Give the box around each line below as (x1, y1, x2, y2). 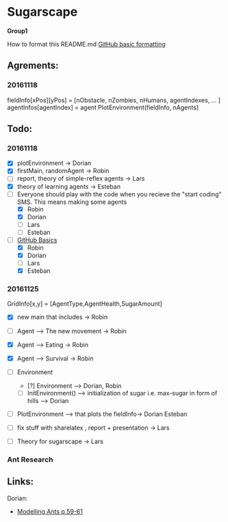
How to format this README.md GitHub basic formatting (7, 40, 166, 48)
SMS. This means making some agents (16, 198, 127, 206)
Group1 (7, 27, 28, 35)
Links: (7, 476, 34, 488)
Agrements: (7, 60, 60, 72)
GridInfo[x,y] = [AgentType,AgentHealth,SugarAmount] (7, 300, 162, 308)
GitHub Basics (16, 235, 58, 244)
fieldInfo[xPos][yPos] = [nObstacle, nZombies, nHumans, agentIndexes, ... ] (7, 96, 221, 104)
